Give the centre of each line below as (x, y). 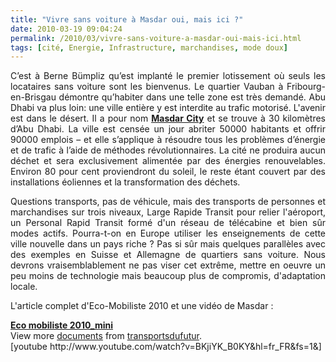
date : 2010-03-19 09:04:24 (66, 29)
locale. (24, 287)
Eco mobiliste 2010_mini (62, 325)
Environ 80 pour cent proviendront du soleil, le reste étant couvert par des (168, 172)
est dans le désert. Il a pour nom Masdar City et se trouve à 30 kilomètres (168, 118)
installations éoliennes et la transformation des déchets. (125, 182)
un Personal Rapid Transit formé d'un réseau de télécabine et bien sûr (168, 223)
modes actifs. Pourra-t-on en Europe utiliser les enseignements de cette (168, 233)
